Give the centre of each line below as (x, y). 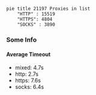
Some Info (22, 39)
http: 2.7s (27, 74)
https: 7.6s (28, 80)
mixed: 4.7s (29, 68)
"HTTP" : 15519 (36, 14)
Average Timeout (28, 54)
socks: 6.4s (29, 87)
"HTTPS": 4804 (35, 19)
